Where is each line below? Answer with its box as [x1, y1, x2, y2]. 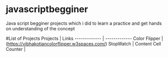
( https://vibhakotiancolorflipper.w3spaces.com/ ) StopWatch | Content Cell [6, 40, 161, 46]
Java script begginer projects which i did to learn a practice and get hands [6, 20, 162, 26]
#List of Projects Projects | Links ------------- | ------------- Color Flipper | [6, 35, 163, 41]
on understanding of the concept [6, 25, 75, 31]
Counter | [6, 46, 26, 52]
